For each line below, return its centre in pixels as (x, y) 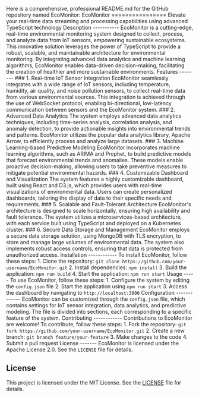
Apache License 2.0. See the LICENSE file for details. (70, 349)
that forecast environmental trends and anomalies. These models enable (95, 160)
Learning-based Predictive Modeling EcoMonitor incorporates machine (93, 147)
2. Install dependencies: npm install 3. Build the (128, 267)
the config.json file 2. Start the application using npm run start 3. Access (97, 286)
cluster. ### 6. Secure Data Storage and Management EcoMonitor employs (98, 229)
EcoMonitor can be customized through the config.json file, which (103, 299)
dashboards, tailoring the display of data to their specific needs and (89, 198)
